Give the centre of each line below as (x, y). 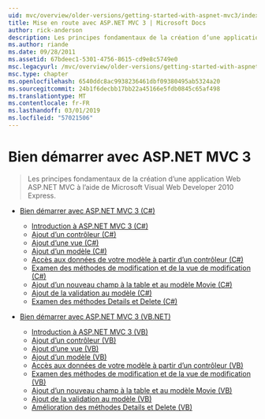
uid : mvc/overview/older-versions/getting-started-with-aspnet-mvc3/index (134, 15)
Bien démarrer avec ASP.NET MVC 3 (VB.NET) (95, 317)
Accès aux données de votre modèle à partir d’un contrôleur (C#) (138, 259)
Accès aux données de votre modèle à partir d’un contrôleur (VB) (137, 365)
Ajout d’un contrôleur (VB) (74, 340)
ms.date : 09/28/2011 (42, 52)
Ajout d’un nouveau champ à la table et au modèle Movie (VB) (132, 390)
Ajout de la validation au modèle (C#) (91, 293)
